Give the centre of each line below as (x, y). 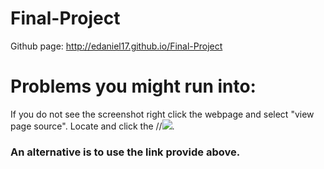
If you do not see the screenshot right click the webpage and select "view (162, 114)
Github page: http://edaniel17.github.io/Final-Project (116, 46)
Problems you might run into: (133, 86)
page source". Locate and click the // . (92, 126)
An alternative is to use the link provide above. (125, 152)
